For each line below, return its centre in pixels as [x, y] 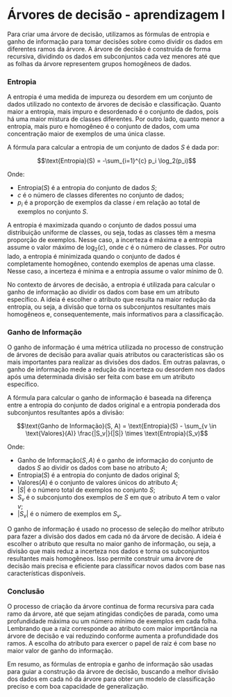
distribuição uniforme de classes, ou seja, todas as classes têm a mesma [111, 232]
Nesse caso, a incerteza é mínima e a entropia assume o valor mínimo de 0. [115, 271]
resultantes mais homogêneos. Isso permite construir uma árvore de [105, 558]
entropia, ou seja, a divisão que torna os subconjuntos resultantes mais [109, 307]
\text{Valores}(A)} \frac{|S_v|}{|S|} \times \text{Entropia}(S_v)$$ [117, 433]
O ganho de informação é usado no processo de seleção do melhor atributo [116, 529]
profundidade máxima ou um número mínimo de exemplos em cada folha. [113, 621]
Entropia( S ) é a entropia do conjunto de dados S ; [87, 188]
